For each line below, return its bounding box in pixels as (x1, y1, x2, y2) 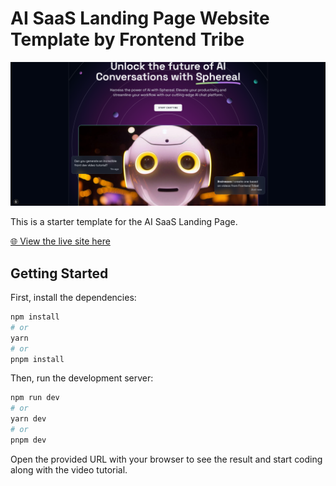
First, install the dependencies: (10, 292, 137, 304)
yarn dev (10, 414, 47, 424)
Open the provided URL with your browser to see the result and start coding (10, 453, 323, 465)
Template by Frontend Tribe (10, 28, 245, 51)
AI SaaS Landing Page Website (10, 7, 270, 30)
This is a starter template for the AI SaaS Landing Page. (10, 216, 238, 228)
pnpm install (10, 354, 65, 364)
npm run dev (10, 393, 60, 403)
